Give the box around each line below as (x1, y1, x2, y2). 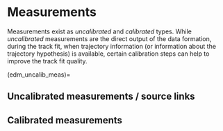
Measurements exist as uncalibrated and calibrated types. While (7, 27, 192, 36)
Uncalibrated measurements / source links (7, 91, 196, 102)
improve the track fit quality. (7, 56, 88, 65)
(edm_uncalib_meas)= (7, 70, 71, 79)
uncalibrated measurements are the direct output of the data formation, (7, 34, 212, 43)
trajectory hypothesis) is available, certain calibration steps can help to (7, 49, 210, 58)
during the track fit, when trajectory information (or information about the (7, 42, 217, 50)
